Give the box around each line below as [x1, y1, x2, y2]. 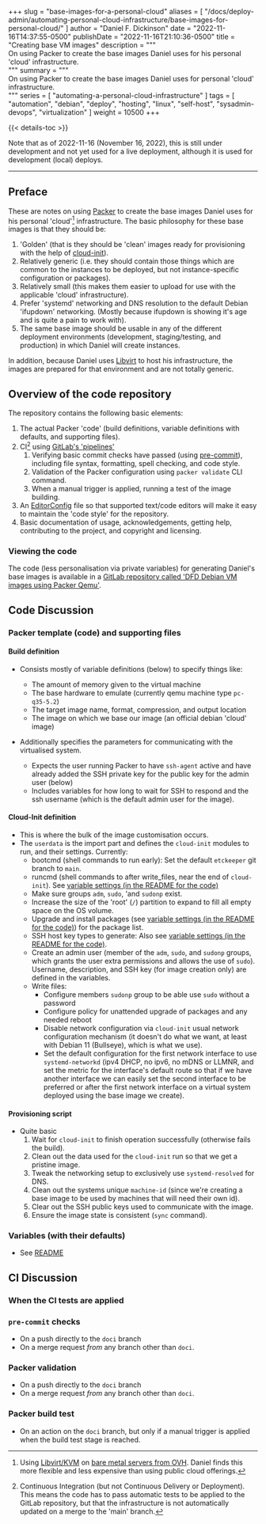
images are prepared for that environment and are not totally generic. [8, 364, 234, 374]
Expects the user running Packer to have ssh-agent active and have [31, 760, 252, 770]
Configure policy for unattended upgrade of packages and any [43, 1007, 248, 1016]
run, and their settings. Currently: [19, 847, 128, 856]
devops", [8, 108, 37, 117]
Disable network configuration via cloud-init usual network [43, 1023, 239, 1033]
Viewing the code [8, 545, 78, 556]
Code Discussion [8, 603, 94, 616]
